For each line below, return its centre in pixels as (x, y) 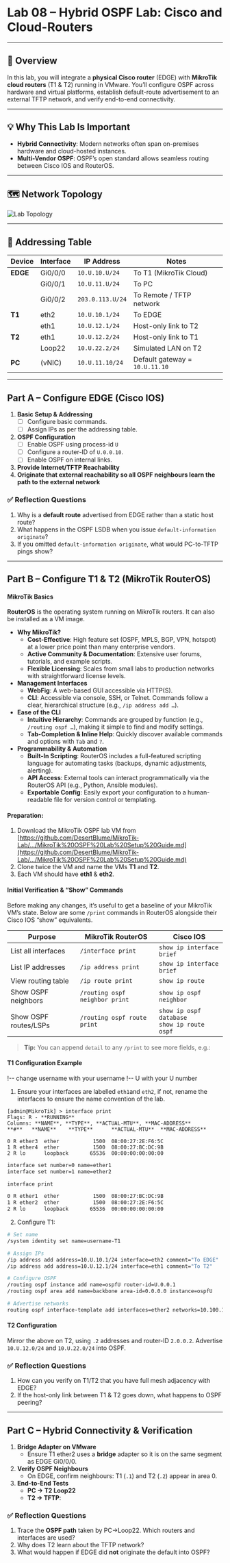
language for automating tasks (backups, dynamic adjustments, (117, 763)
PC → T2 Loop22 (52, 1490)
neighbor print (104, 999)
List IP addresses (38, 967)
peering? (29, 1403)
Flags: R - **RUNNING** (41, 1117)
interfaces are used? (46, 1538)
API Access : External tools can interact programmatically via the (118, 778)
